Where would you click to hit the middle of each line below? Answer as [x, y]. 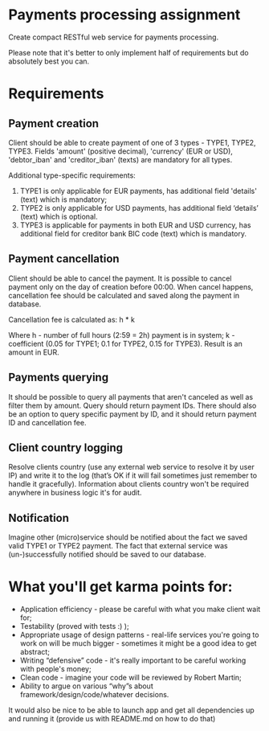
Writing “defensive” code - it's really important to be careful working [133, 660]
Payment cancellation [64, 259]
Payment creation [53, 123]
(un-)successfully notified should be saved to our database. [107, 554]
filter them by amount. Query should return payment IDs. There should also [132, 405]
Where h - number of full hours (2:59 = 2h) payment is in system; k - [122, 335]
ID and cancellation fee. [47, 422]
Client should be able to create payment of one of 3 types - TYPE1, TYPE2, [132, 142]
